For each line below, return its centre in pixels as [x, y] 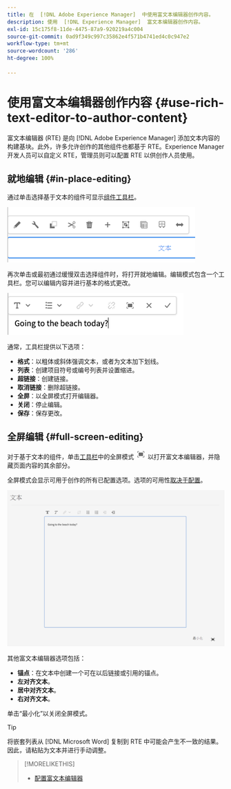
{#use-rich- [189, 103]
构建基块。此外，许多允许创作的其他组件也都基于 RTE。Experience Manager [116, 146]
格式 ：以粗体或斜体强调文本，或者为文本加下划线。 [90, 361]
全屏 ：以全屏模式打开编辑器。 [59, 396]
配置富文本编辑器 [59, 778]
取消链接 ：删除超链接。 [50, 387]
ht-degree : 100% [30, 59]
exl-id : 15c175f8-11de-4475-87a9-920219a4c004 [75, 29]
